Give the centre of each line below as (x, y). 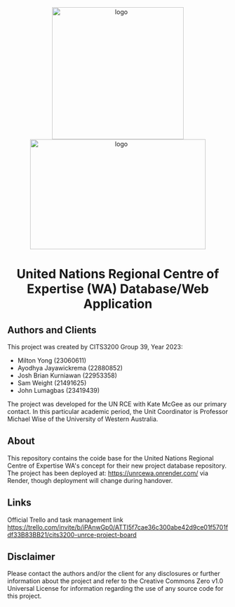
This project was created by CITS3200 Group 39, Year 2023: (95, 347)
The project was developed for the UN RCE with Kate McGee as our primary (117, 404)
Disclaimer (31, 557)
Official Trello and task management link (66, 520)
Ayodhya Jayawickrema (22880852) (70, 368)
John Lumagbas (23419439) (59, 390)
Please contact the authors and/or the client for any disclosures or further (114, 574)
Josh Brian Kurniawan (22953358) (67, 375)
